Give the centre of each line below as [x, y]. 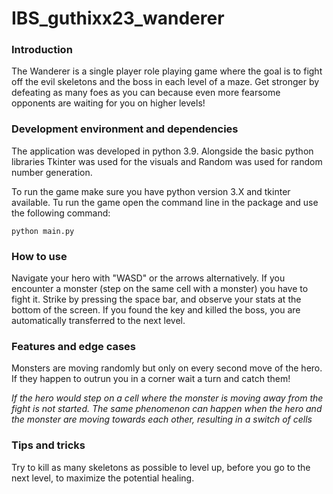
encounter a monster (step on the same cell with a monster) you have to [160, 289]
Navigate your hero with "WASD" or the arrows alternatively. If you [148, 278]
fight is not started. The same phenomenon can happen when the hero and [167, 409]
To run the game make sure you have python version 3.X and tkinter [151, 191]
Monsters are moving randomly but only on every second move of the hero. [167, 368]
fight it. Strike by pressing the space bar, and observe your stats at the [156, 299]
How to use [39, 256]
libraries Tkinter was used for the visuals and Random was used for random [167, 161]
